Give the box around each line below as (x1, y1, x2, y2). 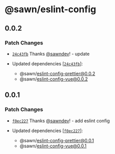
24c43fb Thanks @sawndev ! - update (12, 50, 90, 57)
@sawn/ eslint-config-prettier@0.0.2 (19, 70, 96, 76)
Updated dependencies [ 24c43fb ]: (12, 60, 83, 67)
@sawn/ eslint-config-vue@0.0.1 (19, 143, 87, 149)
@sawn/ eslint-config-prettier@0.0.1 (19, 137, 94, 143)
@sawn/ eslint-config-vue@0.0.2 (19, 75, 88, 82)
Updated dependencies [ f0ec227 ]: (12, 127, 83, 134)
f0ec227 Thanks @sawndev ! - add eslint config (12, 117, 110, 123)
